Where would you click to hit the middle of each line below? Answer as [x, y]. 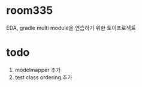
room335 [30, 10]
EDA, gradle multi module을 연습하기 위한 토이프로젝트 [71, 28]
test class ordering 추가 [43, 77]
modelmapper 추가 [38, 70]
